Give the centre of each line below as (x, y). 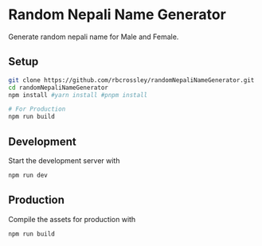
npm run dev (28, 175)
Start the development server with (64, 160)
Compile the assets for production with (72, 219)
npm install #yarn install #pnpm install (78, 95)
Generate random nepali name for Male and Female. (94, 37)
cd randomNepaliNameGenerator (59, 88)
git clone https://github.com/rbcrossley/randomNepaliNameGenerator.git (131, 80)
